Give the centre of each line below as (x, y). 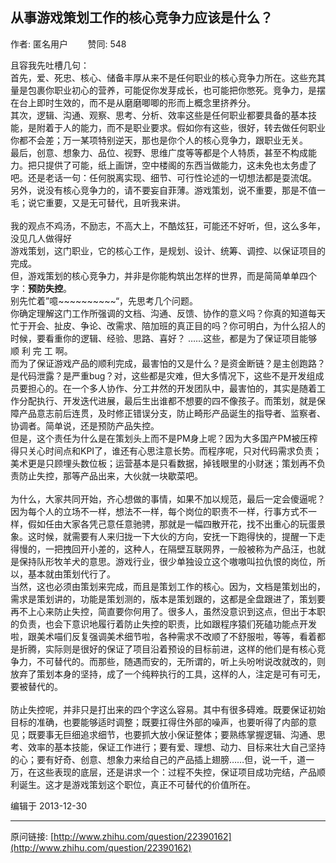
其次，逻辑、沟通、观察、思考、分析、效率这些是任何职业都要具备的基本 (159, 115)
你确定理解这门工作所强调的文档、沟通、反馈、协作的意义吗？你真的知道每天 (168, 313)
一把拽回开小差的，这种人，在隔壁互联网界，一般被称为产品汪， (176, 549)
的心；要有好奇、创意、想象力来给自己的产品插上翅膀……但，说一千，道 (158, 759)
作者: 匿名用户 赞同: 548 (68, 44)
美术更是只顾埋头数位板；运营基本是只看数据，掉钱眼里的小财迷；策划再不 (163, 463)
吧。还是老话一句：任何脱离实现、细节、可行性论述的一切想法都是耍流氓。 (163, 177)
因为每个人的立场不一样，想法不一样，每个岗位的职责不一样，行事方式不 (159, 511)
